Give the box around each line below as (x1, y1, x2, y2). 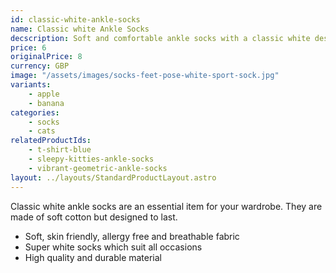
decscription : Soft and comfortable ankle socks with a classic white (10, 33, 311, 43)
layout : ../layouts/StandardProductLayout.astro (10, 172, 217, 183)
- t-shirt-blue (28, 145, 92, 155)
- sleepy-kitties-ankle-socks (28, 154, 155, 164)
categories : (10, 107, 60, 118)
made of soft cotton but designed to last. (10, 211, 178, 223)
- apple (28, 89, 60, 99)
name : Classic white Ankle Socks (10, 24, 150, 34)
